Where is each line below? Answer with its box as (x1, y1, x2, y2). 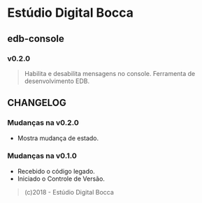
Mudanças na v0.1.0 (7, 151, 77, 161)
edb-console (7, 33, 64, 45)
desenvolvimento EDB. (24, 77, 90, 85)
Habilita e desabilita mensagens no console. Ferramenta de (24, 69, 196, 77)
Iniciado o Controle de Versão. (17, 174, 105, 183)
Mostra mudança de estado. (17, 134, 99, 142)
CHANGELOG (7, 97, 66, 109)
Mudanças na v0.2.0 (7, 118, 79, 128)
